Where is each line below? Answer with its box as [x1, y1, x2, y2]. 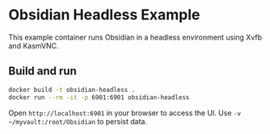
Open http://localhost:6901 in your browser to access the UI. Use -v [8, 107, 241, 118]
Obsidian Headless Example [8, 6, 200, 24]
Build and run [8, 65, 77, 78]
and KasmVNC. [8, 40, 59, 50]
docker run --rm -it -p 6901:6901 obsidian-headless [8, 93, 190, 102]
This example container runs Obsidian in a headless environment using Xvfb [8, 32, 263, 42]
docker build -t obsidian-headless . [8, 86, 136, 94]
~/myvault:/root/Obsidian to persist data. [8, 116, 148, 126]
